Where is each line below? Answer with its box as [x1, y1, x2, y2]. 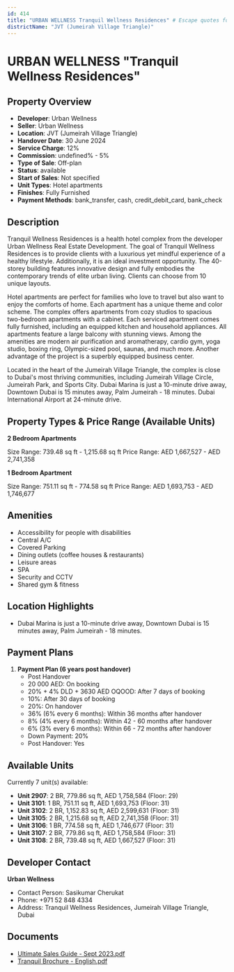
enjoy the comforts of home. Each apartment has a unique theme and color [7, 300, 223, 309]
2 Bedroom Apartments [7, 434, 77, 442]
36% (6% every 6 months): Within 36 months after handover [27, 709, 202, 718]
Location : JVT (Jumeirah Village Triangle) [17, 129, 138, 138]
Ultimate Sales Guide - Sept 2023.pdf [17, 949, 125, 957]
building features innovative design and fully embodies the [26, 265, 195, 273]
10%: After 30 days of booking [27, 695, 116, 703]
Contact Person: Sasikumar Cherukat [17, 888, 124, 897]
